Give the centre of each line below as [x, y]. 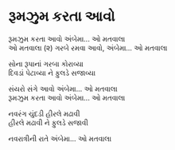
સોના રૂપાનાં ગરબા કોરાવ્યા [46, 64]
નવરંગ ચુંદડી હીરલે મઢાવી [44, 113]
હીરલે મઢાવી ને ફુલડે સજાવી [49, 122]
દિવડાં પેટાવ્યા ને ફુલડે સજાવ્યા [52, 73]
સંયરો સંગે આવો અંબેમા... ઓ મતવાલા [63, 89]
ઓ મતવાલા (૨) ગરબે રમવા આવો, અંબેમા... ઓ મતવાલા [88, 48]
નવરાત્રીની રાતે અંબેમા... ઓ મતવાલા [60, 138]
